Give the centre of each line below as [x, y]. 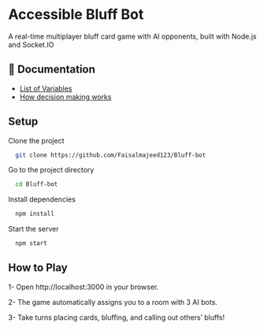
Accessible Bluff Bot [76, 15]
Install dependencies [42, 199]
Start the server [33, 229]
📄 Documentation [52, 70]
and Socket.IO [31, 44]
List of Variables [46, 88]
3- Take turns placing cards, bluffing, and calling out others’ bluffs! [117, 317]
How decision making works [65, 97]
